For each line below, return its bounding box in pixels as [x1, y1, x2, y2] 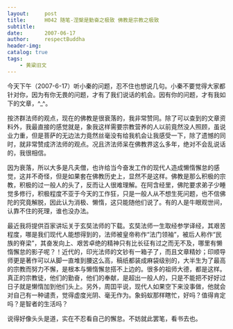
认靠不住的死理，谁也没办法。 [7, 206, 92, 215]
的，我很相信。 [7, 149, 50, 157]
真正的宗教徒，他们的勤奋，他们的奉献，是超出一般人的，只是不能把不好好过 [7, 273, 226, 282]
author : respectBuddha [7, 36, 85, 43]
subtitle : [7, 23, 36, 30]
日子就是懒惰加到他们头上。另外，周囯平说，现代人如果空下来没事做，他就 [7, 282, 220, 290]
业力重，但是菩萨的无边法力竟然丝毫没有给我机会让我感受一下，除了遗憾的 [7, 131, 220, 140]
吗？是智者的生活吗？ [7, 299, 68, 307]
